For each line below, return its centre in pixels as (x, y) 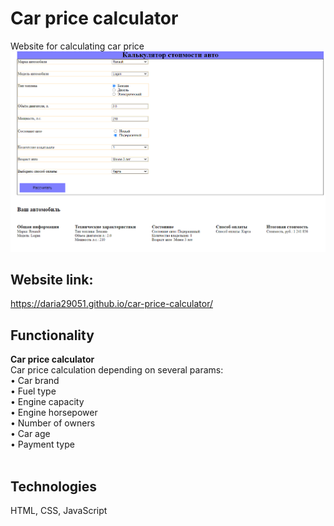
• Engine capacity (47, 402)
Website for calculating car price (77, 46)
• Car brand (35, 381)
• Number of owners (53, 423)
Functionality (52, 335)
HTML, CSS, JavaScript (59, 511)
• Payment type (42, 444)
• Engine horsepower (54, 413)
